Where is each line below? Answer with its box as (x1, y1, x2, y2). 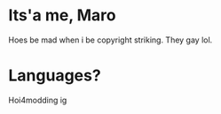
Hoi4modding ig (8, 95, 67, 105)
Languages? (8, 65, 101, 86)
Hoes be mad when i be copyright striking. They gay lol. (8, 34, 213, 45)
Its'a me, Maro (8, 5, 116, 26)
